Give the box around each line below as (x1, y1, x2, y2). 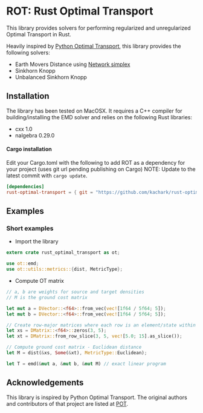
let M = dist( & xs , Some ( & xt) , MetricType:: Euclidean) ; (6, 350, 147, 356)
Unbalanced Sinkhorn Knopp (14, 73, 88, 81)
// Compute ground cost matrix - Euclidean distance (6, 344, 142, 351)
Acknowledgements (6, 377, 84, 388)
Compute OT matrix (14, 277, 65, 285)
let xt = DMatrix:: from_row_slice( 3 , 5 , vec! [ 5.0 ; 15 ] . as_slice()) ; (6, 333, 182, 340)
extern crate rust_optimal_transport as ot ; (6, 249, 120, 256)
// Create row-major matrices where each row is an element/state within (6, 322, 196, 328)
